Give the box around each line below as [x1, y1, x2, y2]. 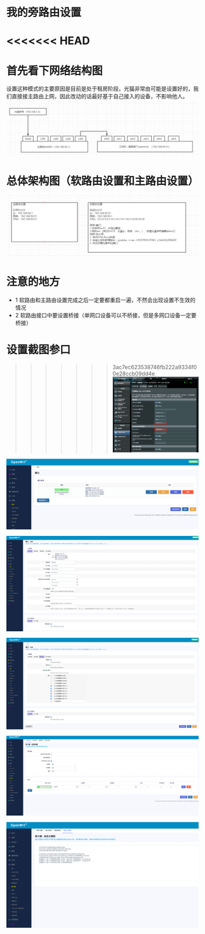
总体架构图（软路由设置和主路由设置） [6, 175, 200, 188]
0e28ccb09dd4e [112, 370, 156, 377]
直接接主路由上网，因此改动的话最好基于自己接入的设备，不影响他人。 [11, 93, 188, 100]
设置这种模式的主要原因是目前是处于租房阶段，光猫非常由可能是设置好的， [6, 85, 193, 92]
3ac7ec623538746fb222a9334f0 [112, 363, 197, 371]
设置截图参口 [6, 342, 71, 357]
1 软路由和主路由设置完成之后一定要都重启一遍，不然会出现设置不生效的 [15, 296, 196, 303]
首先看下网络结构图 [6, 63, 103, 78]
